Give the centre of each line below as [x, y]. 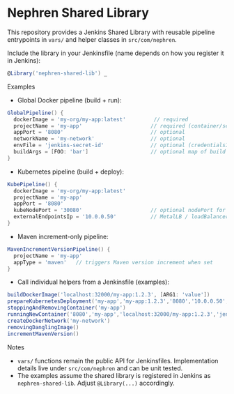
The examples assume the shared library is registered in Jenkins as [114, 375]
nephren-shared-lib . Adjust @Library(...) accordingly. [96, 383]
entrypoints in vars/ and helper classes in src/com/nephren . [92, 39]
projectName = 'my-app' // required [100, 126]
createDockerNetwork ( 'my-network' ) [59, 321]
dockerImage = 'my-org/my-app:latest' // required [101, 119]
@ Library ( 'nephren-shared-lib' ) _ [57, 73]
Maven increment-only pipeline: [63, 236]
